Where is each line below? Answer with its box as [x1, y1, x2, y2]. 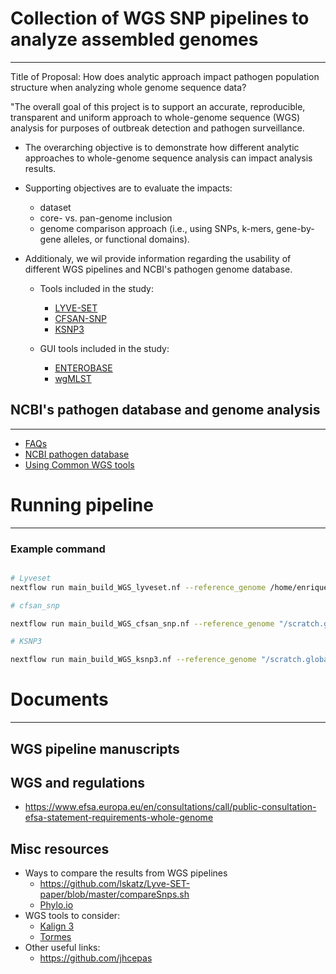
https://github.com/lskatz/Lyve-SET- [39, 878, 191, 890]
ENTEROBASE [54, 362, 113, 374]
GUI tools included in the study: [39, 342, 170, 354]
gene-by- [275, 222, 315, 234]
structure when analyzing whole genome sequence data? [10, 81, 247, 93]
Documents [10, 688, 109, 711]
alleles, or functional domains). [63, 233, 190, 245]
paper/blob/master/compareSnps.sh [39, 888, 190, 901]
